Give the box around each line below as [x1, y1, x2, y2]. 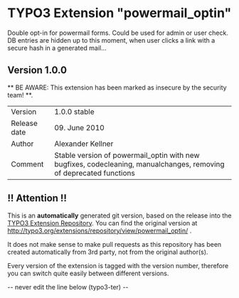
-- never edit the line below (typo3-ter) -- [7, 282, 129, 291]
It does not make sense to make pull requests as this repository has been [7, 240, 222, 248]
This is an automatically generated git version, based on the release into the [7, 211, 232, 220]
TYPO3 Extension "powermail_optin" [7, 5, 232, 21]
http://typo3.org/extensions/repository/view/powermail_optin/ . [7, 226, 192, 235]
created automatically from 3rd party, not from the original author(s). [7, 248, 208, 256]
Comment [11, 159, 44, 169]
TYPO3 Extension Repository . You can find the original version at [7, 218, 198, 227]
